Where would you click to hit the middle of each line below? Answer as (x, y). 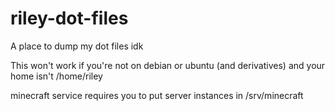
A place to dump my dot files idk (77, 46)
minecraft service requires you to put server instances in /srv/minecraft (157, 95)
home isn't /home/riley (56, 76)
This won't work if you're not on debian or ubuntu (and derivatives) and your (168, 65)
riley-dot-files (69, 18)
